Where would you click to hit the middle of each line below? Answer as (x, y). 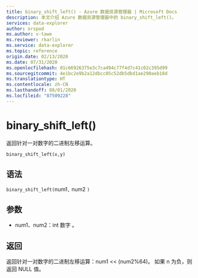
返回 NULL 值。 (25, 269)
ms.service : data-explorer (40, 46)
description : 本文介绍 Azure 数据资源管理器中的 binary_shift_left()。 (91, 17)
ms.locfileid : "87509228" (38, 96)
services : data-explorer (37, 23)
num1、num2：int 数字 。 (46, 225)
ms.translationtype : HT (36, 79)
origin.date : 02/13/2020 (37, 57)
